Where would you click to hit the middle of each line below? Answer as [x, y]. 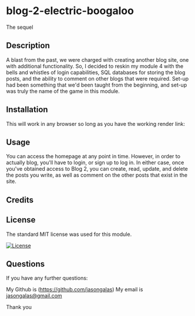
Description [28, 46]
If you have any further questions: [47, 278]
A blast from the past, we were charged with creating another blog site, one [97, 59]
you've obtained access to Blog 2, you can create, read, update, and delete [97, 169]
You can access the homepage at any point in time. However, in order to [93, 157]
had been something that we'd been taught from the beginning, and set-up [97, 85]
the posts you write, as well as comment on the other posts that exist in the [97, 175]
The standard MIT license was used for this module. [69, 234]
